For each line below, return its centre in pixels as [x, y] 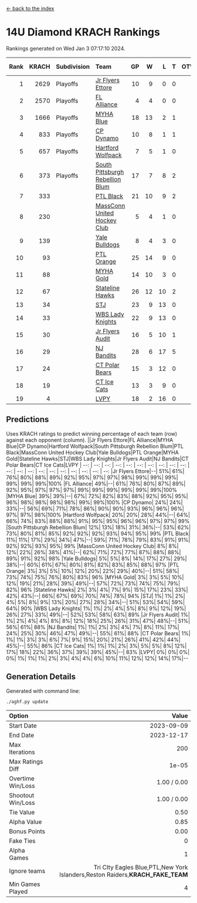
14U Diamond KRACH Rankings [83, 32]
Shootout [22, 795]
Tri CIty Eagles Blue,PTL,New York [141, 867]
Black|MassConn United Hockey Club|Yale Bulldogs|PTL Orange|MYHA [92, 452]
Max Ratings [26, 762]
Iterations [22, 752]
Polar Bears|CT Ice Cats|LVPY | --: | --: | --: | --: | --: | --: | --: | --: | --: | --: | [98, 465]
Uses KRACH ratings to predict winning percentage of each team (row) [92, 433]
